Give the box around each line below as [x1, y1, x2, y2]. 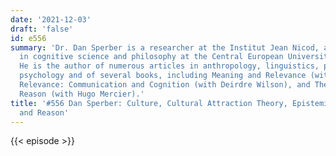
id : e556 [10, 33, 47, 43]
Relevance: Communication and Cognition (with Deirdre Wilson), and [19, 80, 311, 90]
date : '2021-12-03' [10, 14, 92, 25]
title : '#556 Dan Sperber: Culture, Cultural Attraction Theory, [10, 98, 288, 108]
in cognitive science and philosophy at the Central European [19, 52, 284, 62]
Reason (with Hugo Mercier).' [19, 89, 145, 99]
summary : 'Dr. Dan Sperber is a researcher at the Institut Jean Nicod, [10, 42, 320, 53]
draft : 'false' [10, 24, 74, 34]
